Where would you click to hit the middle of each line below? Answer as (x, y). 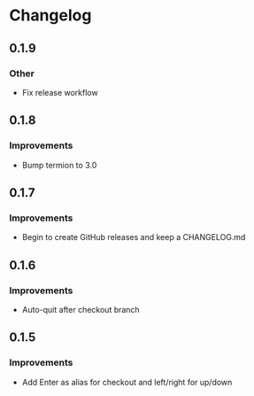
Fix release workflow (60, 92)
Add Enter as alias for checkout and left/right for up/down (127, 382)
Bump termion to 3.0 (59, 165)
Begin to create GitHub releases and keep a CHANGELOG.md (134, 237)
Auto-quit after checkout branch (81, 309)
